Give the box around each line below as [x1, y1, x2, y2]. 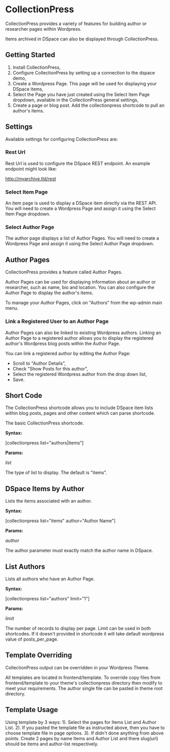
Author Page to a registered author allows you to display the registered [5, 335, 154, 341]
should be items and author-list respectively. [5, 741, 99, 747]
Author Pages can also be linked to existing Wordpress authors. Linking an [5, 330, 161, 336]
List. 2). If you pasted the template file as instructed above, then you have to [5, 724, 165, 731]
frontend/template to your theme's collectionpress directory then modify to [5, 679, 163, 686]
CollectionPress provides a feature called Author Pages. [5, 269, 123, 275]
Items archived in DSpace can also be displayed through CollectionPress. [5, 36, 159, 42]
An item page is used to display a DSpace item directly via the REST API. [5, 200, 157, 206]
